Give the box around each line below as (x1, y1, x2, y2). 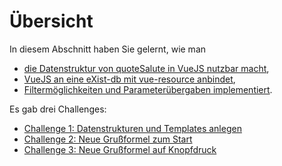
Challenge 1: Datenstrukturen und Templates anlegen (23, 122, 242, 134)
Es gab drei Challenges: (9, 103, 107, 115)
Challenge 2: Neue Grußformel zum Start (23, 133, 193, 145)
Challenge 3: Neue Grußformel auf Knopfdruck (23, 143, 217, 155)
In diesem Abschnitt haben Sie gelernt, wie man (9, 43, 207, 55)
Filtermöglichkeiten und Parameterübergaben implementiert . (23, 83, 273, 95)
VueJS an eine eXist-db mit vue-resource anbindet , (23, 73, 236, 85)
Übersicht (9, 10, 94, 33)
